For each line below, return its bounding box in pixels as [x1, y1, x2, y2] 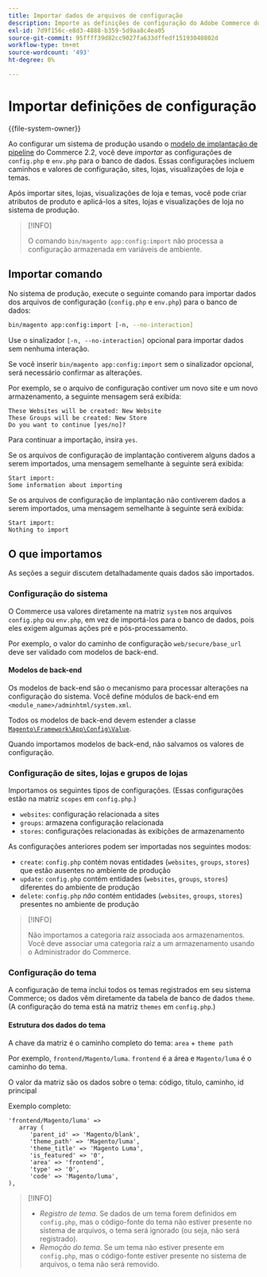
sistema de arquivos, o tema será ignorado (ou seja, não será [39, 1225, 240, 1235]
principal [8, 1085, 37, 1095]
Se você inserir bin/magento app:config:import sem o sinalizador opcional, [8, 359, 254, 368]
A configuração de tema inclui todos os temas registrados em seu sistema [8, 985, 251, 995]
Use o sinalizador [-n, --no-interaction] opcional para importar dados [8, 335, 244, 345]
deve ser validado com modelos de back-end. [8, 647, 159, 656]
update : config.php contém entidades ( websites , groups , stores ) [19, 874, 229, 884]
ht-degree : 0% [8, 56, 56, 64]
